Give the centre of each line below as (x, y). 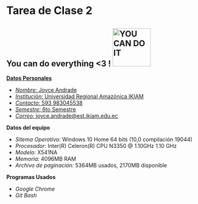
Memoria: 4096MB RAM (45, 159)
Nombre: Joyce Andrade (46, 90)
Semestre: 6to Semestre (45, 109)
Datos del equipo (28, 128)
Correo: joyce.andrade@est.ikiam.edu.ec (66, 116)
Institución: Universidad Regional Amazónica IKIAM (80, 96)
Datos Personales (29, 78)
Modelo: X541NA (36, 152)
